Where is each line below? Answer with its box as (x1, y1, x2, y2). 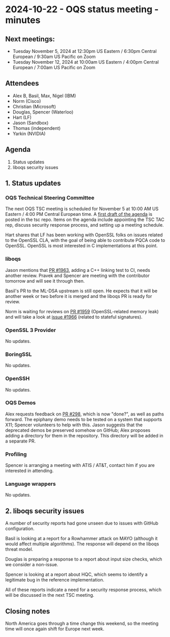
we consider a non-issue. (5, 562, 58, 568)
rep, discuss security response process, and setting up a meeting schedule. (5, 222, 164, 228)
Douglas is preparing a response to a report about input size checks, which (5, 556, 162, 562)
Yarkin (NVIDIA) (12, 130, 46, 136)
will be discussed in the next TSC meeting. (5, 592, 95, 598)
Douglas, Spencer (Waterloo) (12, 108, 74, 115)
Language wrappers (5, 480, 56, 487)
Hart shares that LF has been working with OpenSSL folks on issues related (5, 232, 163, 238)
